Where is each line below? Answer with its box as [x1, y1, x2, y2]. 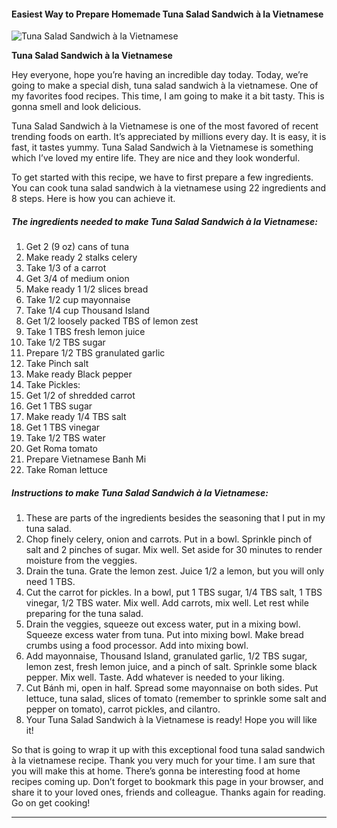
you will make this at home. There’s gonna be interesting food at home [11, 765, 301, 777]
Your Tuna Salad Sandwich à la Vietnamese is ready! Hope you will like [25, 714, 318, 726]
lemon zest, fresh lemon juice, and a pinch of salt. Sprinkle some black [25, 661, 318, 673]
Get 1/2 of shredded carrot [25, 390, 136, 402]
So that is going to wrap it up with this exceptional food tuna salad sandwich [11, 744, 326, 756]
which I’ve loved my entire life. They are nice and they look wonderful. [11, 152, 301, 164]
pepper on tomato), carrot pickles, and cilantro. [25, 703, 221, 715]
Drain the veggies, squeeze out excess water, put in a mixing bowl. [25, 618, 301, 630]
